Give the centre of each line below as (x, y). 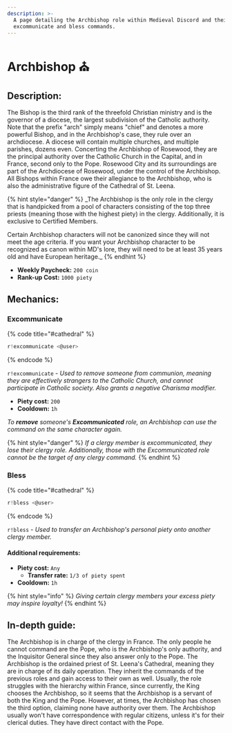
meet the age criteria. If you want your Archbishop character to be (101, 242)
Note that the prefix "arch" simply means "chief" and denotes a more (105, 127)
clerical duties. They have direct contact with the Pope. (86, 723)
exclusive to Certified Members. (52, 221)
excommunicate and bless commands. (65, 26)
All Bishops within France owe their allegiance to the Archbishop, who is (109, 179)
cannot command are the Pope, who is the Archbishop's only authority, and (115, 649)
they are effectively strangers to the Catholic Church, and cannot (100, 380)
